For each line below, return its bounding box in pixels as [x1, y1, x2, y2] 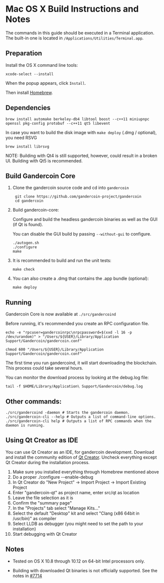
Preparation [5, 49, 42, 58]
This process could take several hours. [5, 365, 83, 371]
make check [12, 267, 35, 272]
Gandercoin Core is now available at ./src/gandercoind [5, 311, 116, 317]
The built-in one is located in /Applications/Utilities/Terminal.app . [5, 35, 144, 41]
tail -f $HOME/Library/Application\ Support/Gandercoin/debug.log [5, 384, 143, 389]
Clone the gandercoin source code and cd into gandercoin [12, 185, 129, 191]
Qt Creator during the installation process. [5, 459, 90, 465]
